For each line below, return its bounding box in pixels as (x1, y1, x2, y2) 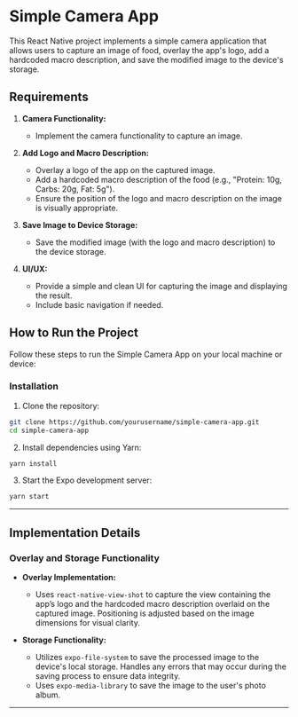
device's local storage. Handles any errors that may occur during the (35, 661, 286, 672)
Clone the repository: (21, 400, 100, 411)
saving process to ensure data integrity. (35, 671, 181, 682)
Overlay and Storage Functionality (9, 552, 160, 564)
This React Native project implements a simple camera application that (9, 35, 267, 46)
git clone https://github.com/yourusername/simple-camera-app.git (9, 417, 260, 427)
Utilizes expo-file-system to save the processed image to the (35, 652, 260, 663)
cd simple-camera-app (9, 426, 90, 435)
